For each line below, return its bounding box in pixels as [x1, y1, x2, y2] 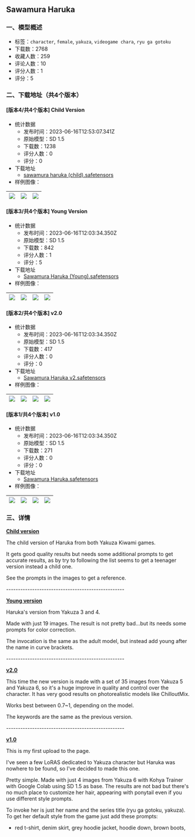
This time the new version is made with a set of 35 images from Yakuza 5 [6, 678, 183, 685]
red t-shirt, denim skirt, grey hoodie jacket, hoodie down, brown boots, [14, 824, 186, 831]
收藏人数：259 [14, 52, 51, 59]
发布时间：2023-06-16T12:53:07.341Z [23, 128, 115, 135]
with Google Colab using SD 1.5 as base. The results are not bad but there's [6, 782, 189, 789]
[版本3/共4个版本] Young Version [6, 208, 88, 215]
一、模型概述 [6, 24, 43, 32]
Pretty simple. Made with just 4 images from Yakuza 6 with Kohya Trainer [6, 776, 183, 784]
